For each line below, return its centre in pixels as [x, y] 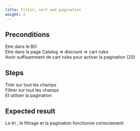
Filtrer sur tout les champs [32, 90]
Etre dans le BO [21, 47]
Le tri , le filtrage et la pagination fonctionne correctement [64, 123]
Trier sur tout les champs [31, 85]
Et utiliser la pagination [29, 96]
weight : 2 [15, 14]
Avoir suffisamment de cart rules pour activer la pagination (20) [70, 57]
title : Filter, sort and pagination [43, 10]
